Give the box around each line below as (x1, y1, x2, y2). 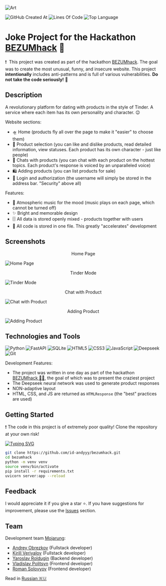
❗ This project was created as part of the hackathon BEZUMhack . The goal (5, 59, 158, 64)
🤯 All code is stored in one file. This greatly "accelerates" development (12, 223, 157, 229)
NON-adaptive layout (12, 386, 56, 392)
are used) (12, 396, 32, 402)
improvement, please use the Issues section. (5, 508, 97, 514)
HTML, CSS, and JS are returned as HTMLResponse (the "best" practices (12, 391, 157, 397)
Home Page (71, 250, 96, 256)
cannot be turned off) (12, 205, 56, 211)
